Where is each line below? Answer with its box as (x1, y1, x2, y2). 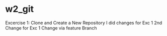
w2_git (5, 3, 34, 15)
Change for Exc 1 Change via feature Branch (5, 25, 97, 31)
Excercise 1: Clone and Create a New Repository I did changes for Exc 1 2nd (5, 20, 162, 26)
